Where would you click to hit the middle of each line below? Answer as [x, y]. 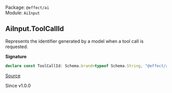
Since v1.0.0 [18, 85]
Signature [16, 56]
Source [13, 76]
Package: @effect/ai [27, 7]
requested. [17, 46]
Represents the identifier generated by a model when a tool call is [74, 41]
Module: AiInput [23, 13]
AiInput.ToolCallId [35, 29]
